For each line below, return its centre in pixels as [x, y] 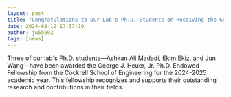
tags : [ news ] [26, 39]
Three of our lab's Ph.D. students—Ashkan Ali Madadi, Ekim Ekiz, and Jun [112, 58]
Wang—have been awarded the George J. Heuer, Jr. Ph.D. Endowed [103, 66]
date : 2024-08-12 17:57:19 [46, 26]
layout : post [26, 13]
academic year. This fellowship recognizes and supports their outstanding [112, 80]
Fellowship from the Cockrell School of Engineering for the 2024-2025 [107, 73]
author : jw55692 [30, 32]
